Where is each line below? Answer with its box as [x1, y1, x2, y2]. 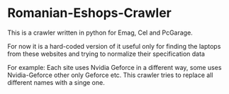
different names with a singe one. [7, 78, 105, 86]
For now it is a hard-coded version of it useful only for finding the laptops [7, 42, 221, 50]
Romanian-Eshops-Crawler [7, 5, 172, 21]
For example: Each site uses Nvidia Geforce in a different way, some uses [7, 63, 222, 71]
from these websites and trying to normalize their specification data [7, 49, 206, 58]
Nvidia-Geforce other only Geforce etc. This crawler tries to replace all [7, 71, 213, 79]
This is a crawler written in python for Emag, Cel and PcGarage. [7, 28, 193, 37]
